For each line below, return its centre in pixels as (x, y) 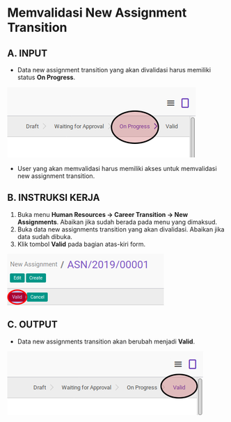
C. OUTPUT (32, 325)
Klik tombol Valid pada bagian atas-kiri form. (81, 244)
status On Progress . (46, 77)
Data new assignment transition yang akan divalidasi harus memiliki (114, 70)
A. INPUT (27, 53)
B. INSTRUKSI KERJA (54, 198)
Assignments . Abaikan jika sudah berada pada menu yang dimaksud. (117, 222)
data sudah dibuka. (45, 236)
